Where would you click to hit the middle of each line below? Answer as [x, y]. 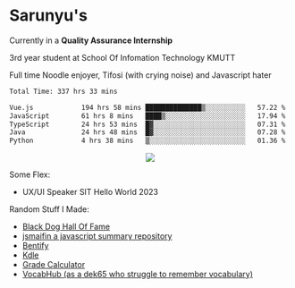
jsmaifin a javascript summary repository [97, 236]
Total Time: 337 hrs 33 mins [63, 91]
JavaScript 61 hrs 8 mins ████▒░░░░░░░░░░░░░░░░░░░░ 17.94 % [147, 116]
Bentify [35, 246]
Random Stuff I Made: [49, 209]
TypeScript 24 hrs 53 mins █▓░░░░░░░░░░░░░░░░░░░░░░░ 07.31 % [147, 124]
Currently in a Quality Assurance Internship [91, 40]
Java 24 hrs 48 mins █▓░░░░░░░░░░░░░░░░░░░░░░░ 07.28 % [147, 132]
